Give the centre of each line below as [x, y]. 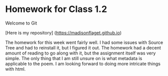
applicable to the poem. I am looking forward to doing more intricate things [83, 63]
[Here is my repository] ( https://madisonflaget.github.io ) [64, 32]
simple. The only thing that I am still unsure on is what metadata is [74, 58]
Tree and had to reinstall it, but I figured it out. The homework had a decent [83, 47]
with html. [16, 69]
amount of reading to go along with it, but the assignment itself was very [80, 53]
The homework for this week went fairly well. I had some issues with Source [84, 42]
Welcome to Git [21, 23]
